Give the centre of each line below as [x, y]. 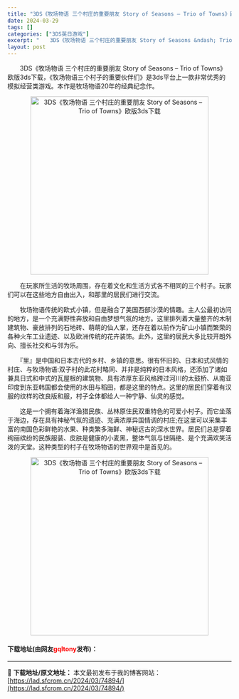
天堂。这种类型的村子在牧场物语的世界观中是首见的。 [97, 447]
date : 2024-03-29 [33, 21]
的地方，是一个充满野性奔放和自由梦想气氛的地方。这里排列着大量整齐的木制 [119, 319]
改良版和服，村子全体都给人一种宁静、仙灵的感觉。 [113, 396]
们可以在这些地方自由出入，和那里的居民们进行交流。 [85, 294]
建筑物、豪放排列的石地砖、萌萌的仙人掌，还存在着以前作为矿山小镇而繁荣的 [119, 327]
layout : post [27, 47]
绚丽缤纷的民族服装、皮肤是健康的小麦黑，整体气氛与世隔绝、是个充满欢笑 [116, 438]
